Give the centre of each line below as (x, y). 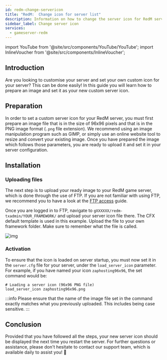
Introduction (25, 68)
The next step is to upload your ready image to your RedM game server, (79, 190)
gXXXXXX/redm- (108, 211)
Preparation (24, 106)
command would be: (26, 275)
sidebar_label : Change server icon (42, 24)
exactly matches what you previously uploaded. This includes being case (80, 303)
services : (15, 28)
